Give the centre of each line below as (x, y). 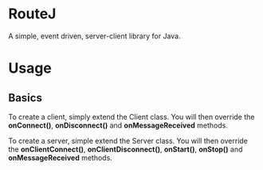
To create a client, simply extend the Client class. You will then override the (131, 117)
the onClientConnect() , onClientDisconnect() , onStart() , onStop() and (126, 149)
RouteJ (32, 14)
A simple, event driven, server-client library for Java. (94, 36)
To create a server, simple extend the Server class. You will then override (128, 140)
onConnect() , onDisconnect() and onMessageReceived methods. (118, 125)
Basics (25, 98)
